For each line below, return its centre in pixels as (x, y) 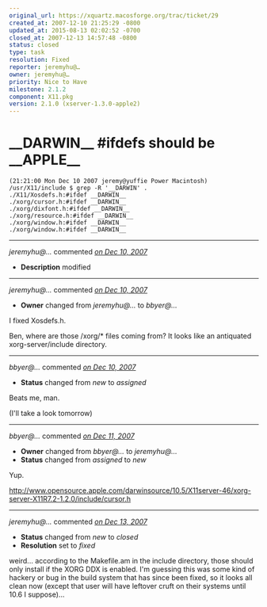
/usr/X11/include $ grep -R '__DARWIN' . (78, 188)
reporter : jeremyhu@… (45, 67)
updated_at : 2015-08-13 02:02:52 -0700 (75, 30)
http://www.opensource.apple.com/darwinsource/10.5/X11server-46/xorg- (130, 491)
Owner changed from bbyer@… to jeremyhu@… (99, 452)
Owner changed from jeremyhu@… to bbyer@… (99, 305)
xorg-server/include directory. (58, 345)
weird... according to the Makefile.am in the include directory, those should (131, 561)
